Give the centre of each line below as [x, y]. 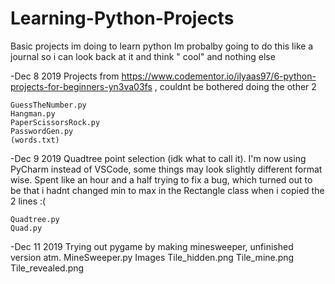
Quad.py [26, 228]
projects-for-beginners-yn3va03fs [81, 86]
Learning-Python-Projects [122, 18]
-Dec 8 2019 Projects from [65, 76]
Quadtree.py [35, 219]
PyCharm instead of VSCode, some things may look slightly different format [166, 169]
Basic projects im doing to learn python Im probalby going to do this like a [162, 46]
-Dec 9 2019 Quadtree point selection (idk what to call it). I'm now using [158, 158]
